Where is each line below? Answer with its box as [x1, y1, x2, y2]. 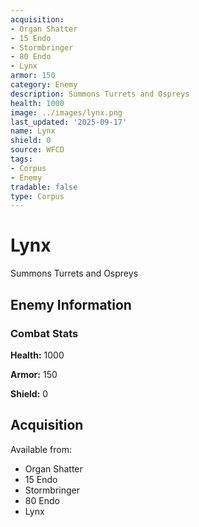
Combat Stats [10, 326, 79, 340]
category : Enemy [10, 80, 78, 90]
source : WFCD [10, 145, 65, 155]
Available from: [10, 443, 72, 455]
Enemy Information [10, 296, 132, 313]
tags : [10, 154, 33, 164]
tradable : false [10, 182, 78, 192]
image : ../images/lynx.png [10, 107, 123, 118]
